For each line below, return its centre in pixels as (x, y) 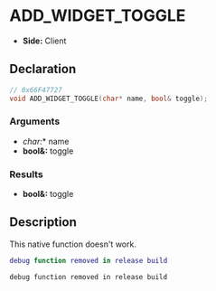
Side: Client (44, 41)
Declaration (43, 69)
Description (43, 222)
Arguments (35, 121)
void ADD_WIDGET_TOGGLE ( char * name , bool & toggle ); (108, 99)
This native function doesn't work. (73, 244)
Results (26, 174)
